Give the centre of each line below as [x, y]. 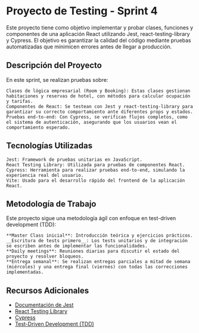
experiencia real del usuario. [45, 175]
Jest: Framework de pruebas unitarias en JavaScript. [74, 160]
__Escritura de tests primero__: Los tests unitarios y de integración [97, 241]
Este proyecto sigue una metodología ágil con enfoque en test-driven [91, 218]
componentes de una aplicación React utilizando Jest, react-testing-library [98, 33]
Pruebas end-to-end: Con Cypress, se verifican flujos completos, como [97, 117]
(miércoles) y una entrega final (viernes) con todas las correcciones [97, 267]
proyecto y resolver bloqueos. [45, 256]
